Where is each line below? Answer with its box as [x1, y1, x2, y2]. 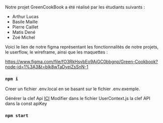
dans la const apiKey [5, 100, 48, 107]
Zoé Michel [12, 34, 35, 40]
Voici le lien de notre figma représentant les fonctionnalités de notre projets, [5, 44, 159, 49]
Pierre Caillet [12, 24, 38, 30]
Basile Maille [12, 19, 38, 25]
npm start [5, 113, 28, 119]
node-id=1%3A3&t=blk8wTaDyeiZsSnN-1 [5, 64, 88, 70]
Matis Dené [12, 29, 36, 35]
